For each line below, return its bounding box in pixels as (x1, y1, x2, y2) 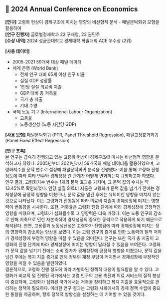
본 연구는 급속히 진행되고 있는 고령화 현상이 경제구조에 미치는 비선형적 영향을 (5, 154, 155, 160)
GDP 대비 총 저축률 (19, 90, 57, 96)
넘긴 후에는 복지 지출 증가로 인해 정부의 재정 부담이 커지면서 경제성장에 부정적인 (5, 254, 160, 260)
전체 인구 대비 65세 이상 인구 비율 (19, 71, 85, 77)
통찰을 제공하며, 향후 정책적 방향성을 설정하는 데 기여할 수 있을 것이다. (10, 291, 146, 297)
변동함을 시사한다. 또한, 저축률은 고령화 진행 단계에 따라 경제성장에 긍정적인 (14, 204, 161, 210)
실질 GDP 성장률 (19, 77, 52, 83)
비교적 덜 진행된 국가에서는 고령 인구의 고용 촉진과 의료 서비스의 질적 (18, 273, 152, 279)
